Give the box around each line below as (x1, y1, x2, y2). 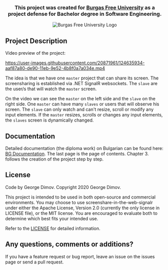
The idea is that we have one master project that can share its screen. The (5, 75, 159, 81)
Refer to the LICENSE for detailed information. (5, 225, 101, 232)
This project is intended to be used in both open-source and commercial (5, 194, 156, 200)
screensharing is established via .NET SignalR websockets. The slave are (5, 81, 158, 87)
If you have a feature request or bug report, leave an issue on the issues (5, 253, 155, 259)
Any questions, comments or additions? (5, 240, 134, 249)
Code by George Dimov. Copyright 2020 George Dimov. (5, 184, 121, 190)
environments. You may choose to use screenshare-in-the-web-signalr (5, 199, 153, 205)
